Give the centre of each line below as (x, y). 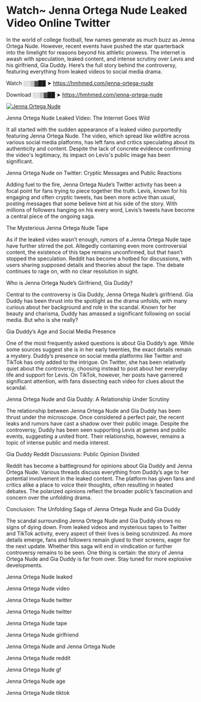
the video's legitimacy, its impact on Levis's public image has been (88, 155)
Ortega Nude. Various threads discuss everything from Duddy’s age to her (98, 472)
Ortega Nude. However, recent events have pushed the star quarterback (95, 46)
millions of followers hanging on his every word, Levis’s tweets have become (100, 209)
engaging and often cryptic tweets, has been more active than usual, (91, 197)
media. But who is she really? (42, 320)
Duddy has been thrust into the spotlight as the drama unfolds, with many (97, 300)
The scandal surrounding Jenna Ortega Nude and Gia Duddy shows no (94, 521)
